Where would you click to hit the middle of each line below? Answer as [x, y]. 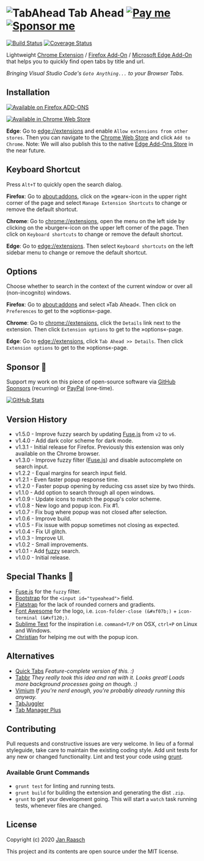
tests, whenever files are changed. [59, 805]
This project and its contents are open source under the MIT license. [93, 851]
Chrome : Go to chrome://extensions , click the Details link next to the [93, 323]
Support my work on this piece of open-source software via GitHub [91, 382]
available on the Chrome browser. [57, 453]
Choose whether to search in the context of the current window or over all [100, 286]
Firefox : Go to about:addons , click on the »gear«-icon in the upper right [97, 196]
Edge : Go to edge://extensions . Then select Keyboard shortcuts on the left [100, 246]
